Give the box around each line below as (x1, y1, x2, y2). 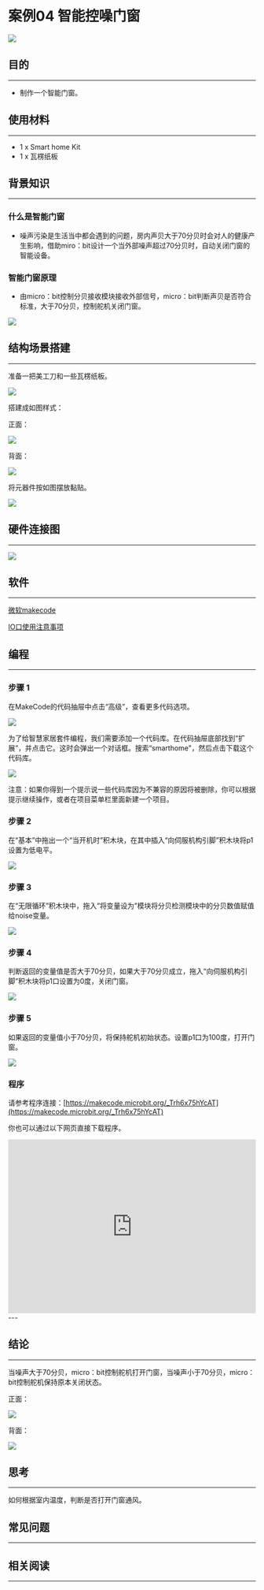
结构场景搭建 (8, 341, 71, 355)
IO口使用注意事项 (8, 622, 64, 631)
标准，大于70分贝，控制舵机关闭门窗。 (19, 301, 145, 311)
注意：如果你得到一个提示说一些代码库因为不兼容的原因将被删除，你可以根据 (8, 784, 256, 794)
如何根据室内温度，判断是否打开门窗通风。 (8, 1495, 146, 1505)
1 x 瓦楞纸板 (19, 151, 59, 161)
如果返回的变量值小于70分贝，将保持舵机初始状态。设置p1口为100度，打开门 (8, 1032, 255, 1041)
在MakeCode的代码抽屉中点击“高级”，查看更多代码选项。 (8, 702, 194, 711)
